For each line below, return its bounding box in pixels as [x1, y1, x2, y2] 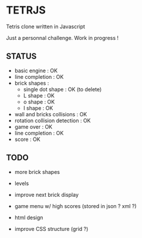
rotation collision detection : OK [14, 117, 91, 124]
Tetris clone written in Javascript [6, 23, 85, 30]
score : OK [14, 136, 40, 143]
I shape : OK [23, 104, 53, 112]
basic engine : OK [14, 67, 58, 74]
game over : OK [14, 123, 53, 130]
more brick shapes [14, 168, 60, 175]
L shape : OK [23, 92, 55, 99]
